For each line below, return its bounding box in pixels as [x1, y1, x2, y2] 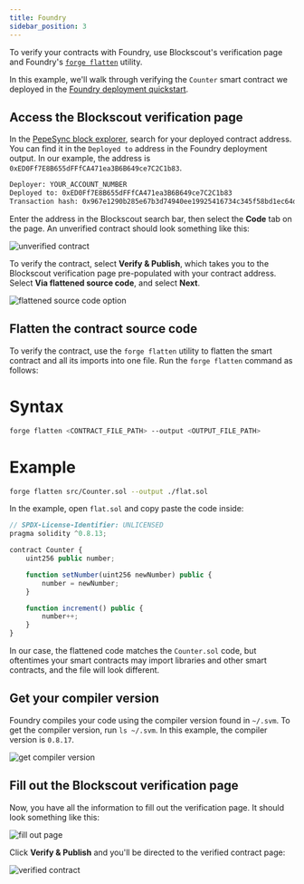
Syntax [9, 396, 64, 417]
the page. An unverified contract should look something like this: [9, 223, 251, 234]
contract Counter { [9, 546, 83, 555]
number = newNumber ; [42, 578, 119, 588]
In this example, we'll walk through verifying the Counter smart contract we [9, 73, 288, 84]
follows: [9, 364, 39, 375]
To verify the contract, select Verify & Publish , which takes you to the [9, 257, 270, 268]
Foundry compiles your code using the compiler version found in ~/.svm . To [9, 714, 291, 725]
